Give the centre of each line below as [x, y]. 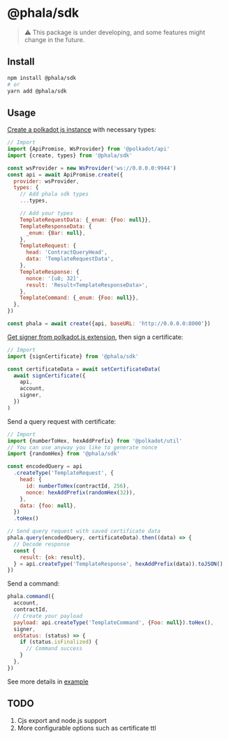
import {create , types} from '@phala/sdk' [70, 156]
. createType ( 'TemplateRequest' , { [64, 473]
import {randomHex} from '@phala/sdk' [64, 454]
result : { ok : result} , [53, 557]
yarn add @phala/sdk [37, 91]
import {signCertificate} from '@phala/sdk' [73, 356]
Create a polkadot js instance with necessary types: [82, 130]
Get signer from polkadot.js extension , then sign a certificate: [95, 337]
